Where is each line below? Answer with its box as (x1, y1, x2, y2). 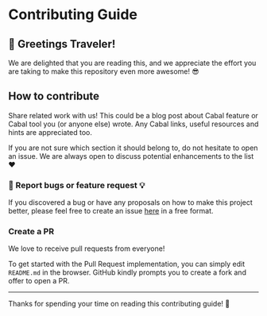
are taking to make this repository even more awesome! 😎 (8, 67, 200, 76)
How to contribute (8, 90, 100, 103)
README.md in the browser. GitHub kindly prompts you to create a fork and (8, 268, 246, 277)
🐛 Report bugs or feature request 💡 (8, 179, 145, 191)
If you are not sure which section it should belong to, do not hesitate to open (8, 143, 258, 152)
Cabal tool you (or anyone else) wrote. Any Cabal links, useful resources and (8, 119, 259, 129)
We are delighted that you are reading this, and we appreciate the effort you (8, 58, 257, 67)
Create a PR (8, 226, 54, 237)
